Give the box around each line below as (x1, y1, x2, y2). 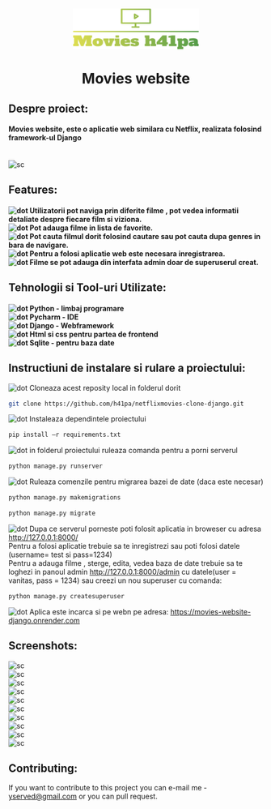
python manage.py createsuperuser (8, 592, 125, 600)
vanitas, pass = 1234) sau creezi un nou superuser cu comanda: (8, 576, 222, 585)
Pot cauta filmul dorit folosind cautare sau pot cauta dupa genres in (29, 231, 261, 241)
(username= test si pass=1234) (8, 550, 113, 559)
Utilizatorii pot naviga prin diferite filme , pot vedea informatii (29, 205, 239, 215)
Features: (8, 183, 58, 197)
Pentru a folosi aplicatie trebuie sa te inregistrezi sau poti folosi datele (8, 541, 240, 550)
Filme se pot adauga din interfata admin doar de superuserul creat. (29, 257, 259, 267)
